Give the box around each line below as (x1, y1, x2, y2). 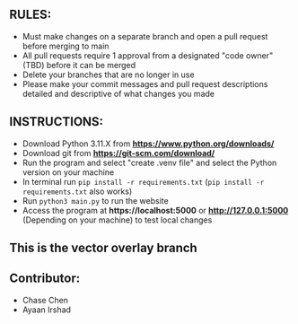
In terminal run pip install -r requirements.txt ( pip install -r (22, 176, 265, 187)
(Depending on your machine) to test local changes (22, 215, 213, 225)
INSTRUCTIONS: (9, 114, 104, 129)
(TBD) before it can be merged (22, 59, 136, 70)
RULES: (9, 7, 52, 22)
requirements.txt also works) (22, 186, 133, 197)
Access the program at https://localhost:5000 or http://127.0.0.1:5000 (22, 205, 289, 215)
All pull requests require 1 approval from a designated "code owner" (22, 49, 274, 61)
